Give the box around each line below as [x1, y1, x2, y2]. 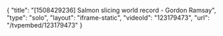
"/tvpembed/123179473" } [6, 21, 83, 29]
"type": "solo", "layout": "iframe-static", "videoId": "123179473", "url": [6, 13, 210, 22]
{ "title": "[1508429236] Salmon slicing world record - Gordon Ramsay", [6, 6, 217, 14]
